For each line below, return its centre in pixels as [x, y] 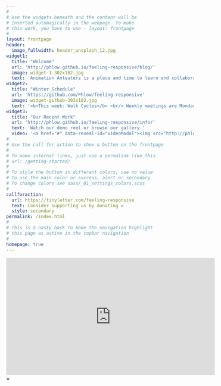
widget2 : [17, 84]
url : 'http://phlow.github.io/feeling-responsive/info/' [84, 123]
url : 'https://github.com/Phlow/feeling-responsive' [78, 95]
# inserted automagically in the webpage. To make [70, 23]
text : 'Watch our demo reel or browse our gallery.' [78, 128]
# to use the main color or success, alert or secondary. [80, 178]
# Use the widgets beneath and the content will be [71, 17]
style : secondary [33, 211]
